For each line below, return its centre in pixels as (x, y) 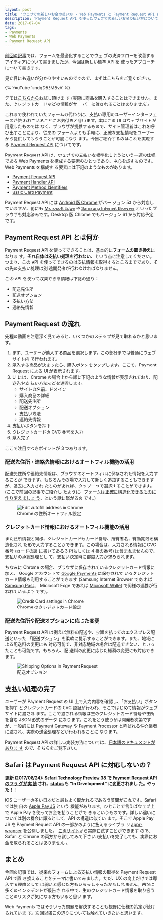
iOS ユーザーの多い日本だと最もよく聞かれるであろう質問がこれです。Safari (81, 800)
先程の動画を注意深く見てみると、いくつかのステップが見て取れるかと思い (79, 336)
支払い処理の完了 (31, 689)
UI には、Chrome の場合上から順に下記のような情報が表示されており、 (83, 377)
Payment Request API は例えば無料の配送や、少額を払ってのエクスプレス (78, 632)
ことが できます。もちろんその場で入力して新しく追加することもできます (81, 480)
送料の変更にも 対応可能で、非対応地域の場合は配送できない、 (80, 644)
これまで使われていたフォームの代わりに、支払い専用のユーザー (68, 114)
